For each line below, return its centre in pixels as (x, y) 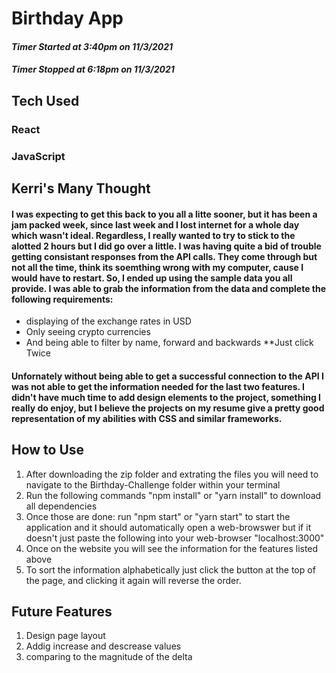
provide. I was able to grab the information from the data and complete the (169, 288)
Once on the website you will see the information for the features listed (172, 548)
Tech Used (45, 100)
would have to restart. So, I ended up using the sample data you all (152, 278)
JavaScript (38, 156)
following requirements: (62, 299)
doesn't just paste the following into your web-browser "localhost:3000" (175, 538)
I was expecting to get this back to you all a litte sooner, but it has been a (164, 214)
